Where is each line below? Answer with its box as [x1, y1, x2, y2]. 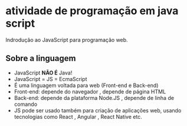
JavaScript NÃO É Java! [14, 69, 73, 76]
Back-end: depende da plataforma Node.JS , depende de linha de [14, 94, 175, 101]
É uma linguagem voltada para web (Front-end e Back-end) [14, 82, 159, 89]
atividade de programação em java [5, 4, 179, 18]
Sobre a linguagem [5, 53, 76, 63]
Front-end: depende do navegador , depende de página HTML [14, 88, 166, 95]
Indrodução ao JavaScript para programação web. [5, 36, 128, 43]
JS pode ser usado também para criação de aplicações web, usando [14, 106, 182, 114]
